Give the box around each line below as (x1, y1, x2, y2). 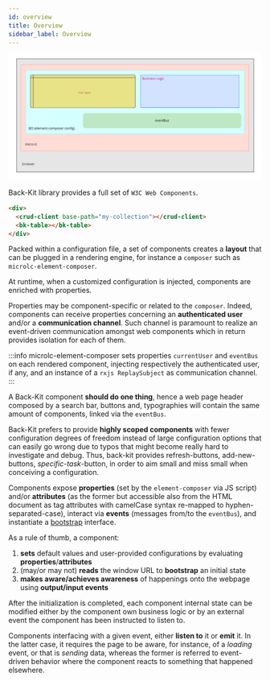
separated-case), (8, 509, 66, 518)
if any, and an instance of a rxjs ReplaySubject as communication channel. (8, 368, 258, 378)
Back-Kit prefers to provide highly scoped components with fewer (8, 425, 231, 435)
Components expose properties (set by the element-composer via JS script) (8, 483, 257, 493)
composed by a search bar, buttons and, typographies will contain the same (8, 401, 260, 411)
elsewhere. (8, 665, 45, 675)
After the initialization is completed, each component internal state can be (8, 598, 253, 608)
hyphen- (225, 500, 254, 510)
